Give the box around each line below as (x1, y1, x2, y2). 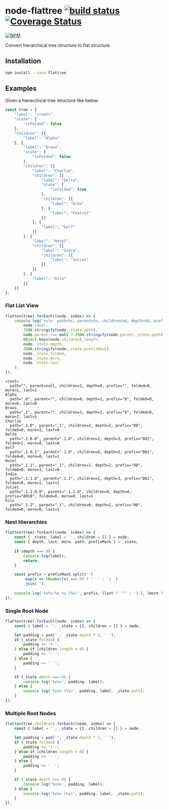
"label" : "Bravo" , (23, 145, 62, 150)
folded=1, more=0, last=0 (5, 441, 59, 446)
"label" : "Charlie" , (32, 168, 75, 173)
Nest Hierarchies (5, 518, 47, 526)
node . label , (23, 323, 49, 328)
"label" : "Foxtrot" (50, 210, 92, 215)
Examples (5, 84, 37, 93)
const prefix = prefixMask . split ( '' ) (14, 572, 94, 577)
